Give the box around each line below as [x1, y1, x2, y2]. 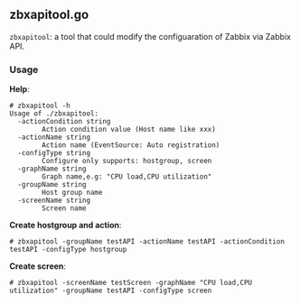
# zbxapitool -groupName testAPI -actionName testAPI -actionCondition [9, 237, 285, 246]
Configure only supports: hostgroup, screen [42, 157, 212, 166]
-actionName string [17, 133, 91, 143]
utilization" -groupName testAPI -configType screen [9, 286, 212, 296]
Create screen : [9, 261, 66, 272]
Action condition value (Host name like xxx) [42, 125, 217, 134]
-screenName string [17, 196, 91, 206]
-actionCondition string [17, 117, 111, 126]
